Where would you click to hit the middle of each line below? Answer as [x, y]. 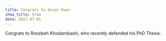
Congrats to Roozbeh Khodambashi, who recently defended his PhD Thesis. [83, 33]
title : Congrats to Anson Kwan [38, 10]
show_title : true [23, 14]
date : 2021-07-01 [23, 19]
